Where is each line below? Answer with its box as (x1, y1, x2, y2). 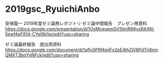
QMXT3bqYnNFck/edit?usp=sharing (5, 52, 79, 58)
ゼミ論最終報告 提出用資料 (5, 41, 62, 47)
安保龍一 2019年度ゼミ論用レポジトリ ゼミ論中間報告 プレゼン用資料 (5, 20, 147, 26)
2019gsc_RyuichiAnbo (5, 3, 100, 15)
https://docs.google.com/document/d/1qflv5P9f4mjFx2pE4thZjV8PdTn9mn (5, 47, 159, 53)
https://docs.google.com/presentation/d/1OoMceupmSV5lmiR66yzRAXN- (5, 26, 155, 31)
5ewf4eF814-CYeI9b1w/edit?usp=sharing (5, 31, 89, 37)
